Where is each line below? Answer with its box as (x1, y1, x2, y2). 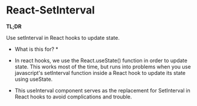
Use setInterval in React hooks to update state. (6, 34, 120, 41)
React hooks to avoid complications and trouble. (14, 93, 132, 100)
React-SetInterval (6, 4, 96, 17)
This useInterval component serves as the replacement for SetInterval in (14, 87, 191, 94)
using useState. (14, 76, 53, 83)
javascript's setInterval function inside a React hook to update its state (14, 69, 186, 76)
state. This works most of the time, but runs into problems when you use (14, 63, 191, 70)
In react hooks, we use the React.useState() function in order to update (14, 57, 188, 64)
